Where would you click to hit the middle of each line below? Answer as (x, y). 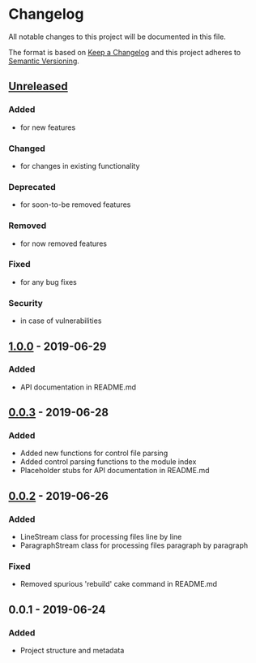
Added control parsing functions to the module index (108, 462)
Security (26, 303)
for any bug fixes (48, 282)
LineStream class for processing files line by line (101, 537)
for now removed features (64, 243)
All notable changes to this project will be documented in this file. (117, 37)
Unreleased (38, 86)
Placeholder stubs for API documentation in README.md (115, 471)
